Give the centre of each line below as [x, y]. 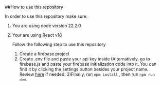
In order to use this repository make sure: [46, 16]
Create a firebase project [44, 54]
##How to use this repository [34, 7]
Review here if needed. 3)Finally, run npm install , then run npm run [87, 74]
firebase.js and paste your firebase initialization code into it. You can [88, 64]
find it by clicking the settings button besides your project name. [84, 69]
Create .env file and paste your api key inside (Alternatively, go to [85, 59]
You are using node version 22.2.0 [46, 26]
